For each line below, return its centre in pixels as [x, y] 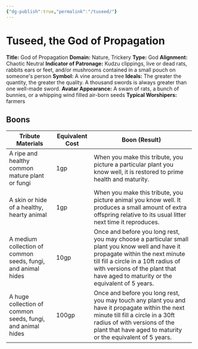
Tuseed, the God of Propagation [85, 40]
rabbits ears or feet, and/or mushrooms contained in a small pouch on [91, 70]
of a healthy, [26, 207]
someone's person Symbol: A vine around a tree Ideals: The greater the [94, 76]
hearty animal [28, 215]
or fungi [20, 183]
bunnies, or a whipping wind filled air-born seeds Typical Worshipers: [92, 94]
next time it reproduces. [127, 222]
